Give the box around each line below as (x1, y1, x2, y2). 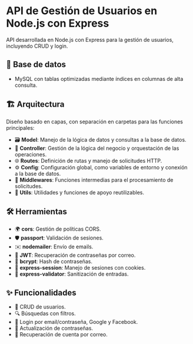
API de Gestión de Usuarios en (6, 4, 158, 18)
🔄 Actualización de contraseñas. (14, 325, 93, 332)
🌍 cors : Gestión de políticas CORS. (14, 225, 101, 232)
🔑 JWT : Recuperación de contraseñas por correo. (14, 252, 136, 259)
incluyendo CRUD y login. (6, 42, 68, 50)
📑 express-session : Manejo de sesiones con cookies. (14, 264, 146, 271)
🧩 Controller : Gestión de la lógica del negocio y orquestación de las (14, 145, 179, 152)
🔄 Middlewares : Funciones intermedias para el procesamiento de (14, 176, 174, 184)
